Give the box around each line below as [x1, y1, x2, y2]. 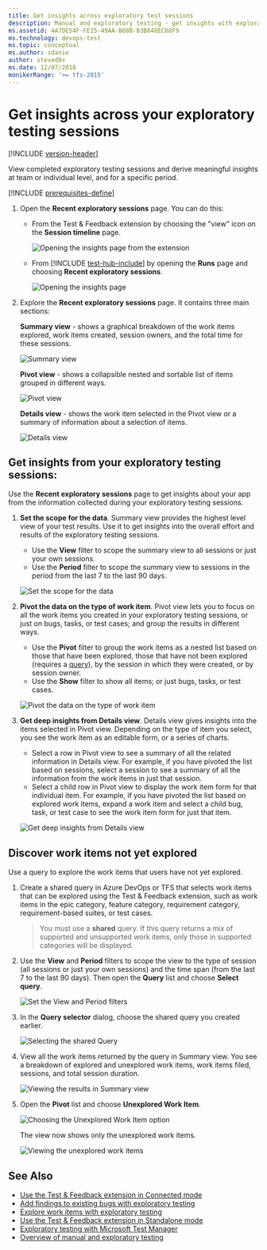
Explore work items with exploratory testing [19, 1207, 163, 1217]
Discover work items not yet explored [8, 846, 197, 859]
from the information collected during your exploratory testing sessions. [8, 497, 244, 507]
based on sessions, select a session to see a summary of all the [31, 765, 241, 775]
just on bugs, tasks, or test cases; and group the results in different [19, 619, 240, 628]
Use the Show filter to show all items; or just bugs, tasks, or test [31, 677, 242, 686]
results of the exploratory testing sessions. [19, 530, 161, 540]
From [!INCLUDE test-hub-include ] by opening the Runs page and [31, 258, 248, 268]
